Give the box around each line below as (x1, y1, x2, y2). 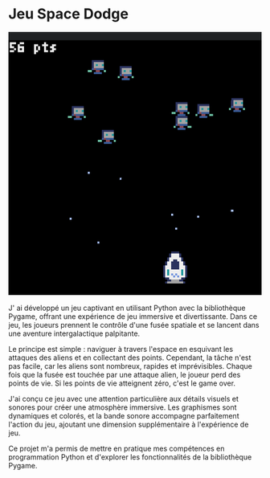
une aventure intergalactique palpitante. (8, 329, 141, 338)
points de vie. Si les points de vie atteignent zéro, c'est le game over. (8, 378, 235, 388)
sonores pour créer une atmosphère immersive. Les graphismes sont (8, 402, 237, 412)
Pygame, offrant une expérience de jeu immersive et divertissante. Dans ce (8, 311, 258, 321)
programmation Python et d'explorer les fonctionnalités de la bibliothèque (8, 451, 252, 462)
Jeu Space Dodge (8, 5, 129, 23)
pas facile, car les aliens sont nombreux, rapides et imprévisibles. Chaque (8, 361, 253, 370)
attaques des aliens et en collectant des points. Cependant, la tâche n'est (8, 353, 252, 362)
